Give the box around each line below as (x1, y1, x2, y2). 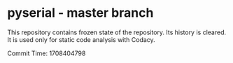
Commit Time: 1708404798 (7, 49, 86, 57)
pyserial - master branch (7, 5, 154, 21)
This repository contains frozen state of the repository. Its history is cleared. (7, 28, 226, 36)
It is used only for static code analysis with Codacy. (7, 35, 155, 43)
